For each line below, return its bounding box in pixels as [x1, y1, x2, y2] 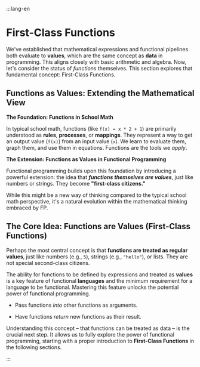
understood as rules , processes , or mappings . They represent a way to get [6, 131, 193, 138]
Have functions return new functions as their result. [14, 313, 142, 320]
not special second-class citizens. [6, 259, 90, 266]
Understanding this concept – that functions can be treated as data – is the [6, 325, 190, 332]
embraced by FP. [6, 204, 48, 211]
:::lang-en [6, 5, 30, 12]
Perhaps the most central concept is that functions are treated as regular [6, 246, 188, 254]
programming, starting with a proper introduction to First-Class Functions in [6, 337, 195, 344]
